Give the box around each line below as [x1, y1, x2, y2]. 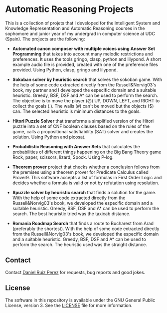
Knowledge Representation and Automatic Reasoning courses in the [5, 25, 145, 31]
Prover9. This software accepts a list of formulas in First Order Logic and [12, 174, 162, 180]
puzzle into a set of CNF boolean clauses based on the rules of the [12, 123, 150, 129]
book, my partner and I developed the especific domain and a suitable [12, 87, 157, 93]
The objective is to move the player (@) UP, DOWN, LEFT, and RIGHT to [12, 97, 160, 103]
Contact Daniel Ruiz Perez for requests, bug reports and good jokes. [5, 269, 146, 275]
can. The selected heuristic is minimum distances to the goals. [12, 108, 141, 114]
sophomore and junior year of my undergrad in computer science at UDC [5, 30, 156, 36]
